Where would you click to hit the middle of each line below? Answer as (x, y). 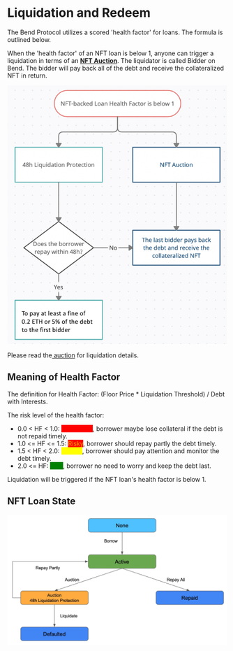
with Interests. (28, 401)
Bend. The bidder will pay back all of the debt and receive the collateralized (116, 68)
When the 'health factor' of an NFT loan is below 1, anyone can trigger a (111, 53)
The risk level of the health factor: (56, 415)
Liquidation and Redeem (79, 13)
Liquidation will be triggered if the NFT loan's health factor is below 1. (107, 479)
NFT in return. (27, 76)
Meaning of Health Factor (64, 377)
